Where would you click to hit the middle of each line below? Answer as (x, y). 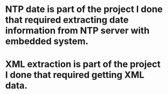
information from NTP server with (77, 31)
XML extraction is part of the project (83, 64)
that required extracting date (67, 20)
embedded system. (47, 41)
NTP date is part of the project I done (84, 9)
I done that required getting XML (75, 75)
